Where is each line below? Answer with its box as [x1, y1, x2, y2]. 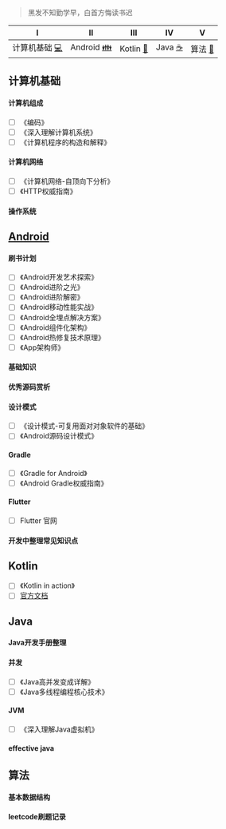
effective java [8, 743, 54, 753]
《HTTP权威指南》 [19, 187, 77, 196]
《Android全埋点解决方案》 [19, 312, 106, 322]
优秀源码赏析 [8, 382, 50, 391]
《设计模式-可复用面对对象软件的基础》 [19, 421, 150, 430]
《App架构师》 [19, 343, 65, 352]
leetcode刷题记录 [8, 812, 66, 822]
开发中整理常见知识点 [8, 535, 78, 545]
